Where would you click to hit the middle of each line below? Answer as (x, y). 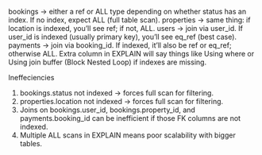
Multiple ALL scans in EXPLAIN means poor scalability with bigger (127, 135)
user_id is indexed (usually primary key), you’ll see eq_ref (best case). (122, 37)
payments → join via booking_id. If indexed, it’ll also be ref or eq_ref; (120, 45)
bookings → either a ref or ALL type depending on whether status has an (127, 12)
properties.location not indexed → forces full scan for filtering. (121, 101)
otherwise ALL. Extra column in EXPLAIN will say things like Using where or (131, 54)
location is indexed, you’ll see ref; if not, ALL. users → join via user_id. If (126, 28)
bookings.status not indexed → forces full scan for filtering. (117, 93)
